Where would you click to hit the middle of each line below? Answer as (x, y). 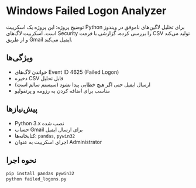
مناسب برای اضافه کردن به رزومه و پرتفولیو (62, 90)
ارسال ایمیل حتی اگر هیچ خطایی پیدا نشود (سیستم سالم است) (82, 84)
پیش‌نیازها (22, 109)
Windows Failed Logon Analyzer (86, 11)
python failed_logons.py (36, 179)
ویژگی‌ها (20, 58)
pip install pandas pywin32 (40, 174)
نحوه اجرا (21, 160)
